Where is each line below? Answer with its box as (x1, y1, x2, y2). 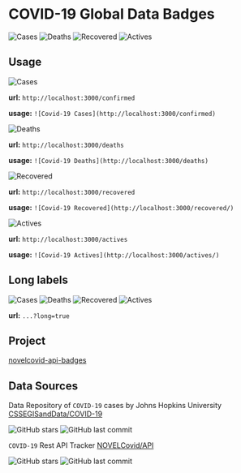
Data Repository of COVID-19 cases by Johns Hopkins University (8, 401, 222, 411)
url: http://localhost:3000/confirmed (8, 92, 136, 102)
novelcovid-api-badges (8, 355, 87, 365)
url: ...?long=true (8, 310, 71, 320)
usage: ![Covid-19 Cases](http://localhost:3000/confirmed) (8, 108, 217, 118)
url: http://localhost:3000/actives (8, 234, 128, 243)
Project (8, 333, 46, 347)
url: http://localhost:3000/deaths (8, 140, 124, 149)
